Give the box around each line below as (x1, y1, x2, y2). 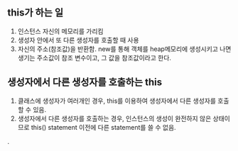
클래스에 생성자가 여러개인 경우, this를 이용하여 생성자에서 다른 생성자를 (17, 96, 217, 105)
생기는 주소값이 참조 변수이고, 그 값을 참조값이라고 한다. (17, 53, 172, 62)
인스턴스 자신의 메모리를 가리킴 (17, 27, 104, 35)
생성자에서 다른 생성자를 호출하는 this (7, 77, 162, 89)
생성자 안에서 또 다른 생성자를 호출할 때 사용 (17, 35, 140, 44)
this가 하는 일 (7, 6, 64, 19)
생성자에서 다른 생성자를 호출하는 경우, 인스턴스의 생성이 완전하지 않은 (17, 114, 212, 123)
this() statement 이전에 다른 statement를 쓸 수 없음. (31, 123, 176, 131)
